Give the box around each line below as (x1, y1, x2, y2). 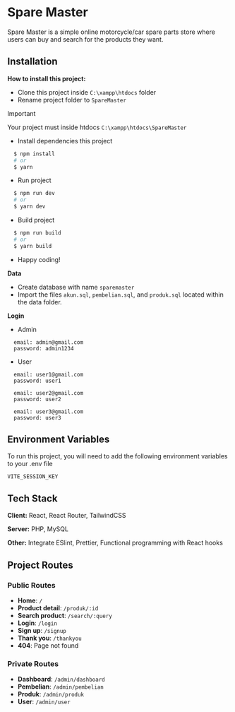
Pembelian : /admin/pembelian (17, 682, 104, 691)
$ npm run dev (13, 190, 55, 197)
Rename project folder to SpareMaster (17, 95, 127, 104)
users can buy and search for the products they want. (7, 35, 164, 43)
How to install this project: (7, 74, 86, 83)
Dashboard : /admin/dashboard (17, 675, 105, 684)
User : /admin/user (17, 697, 71, 706)
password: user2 (13, 396, 61, 403)
